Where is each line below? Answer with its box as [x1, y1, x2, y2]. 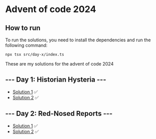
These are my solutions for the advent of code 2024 [5, 61, 114, 66]
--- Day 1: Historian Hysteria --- [5, 76, 107, 84]
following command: [5, 42, 48, 48]
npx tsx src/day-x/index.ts [5, 52, 65, 57]
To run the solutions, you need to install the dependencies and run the [5, 37, 151, 43]
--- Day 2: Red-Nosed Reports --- [5, 109, 113, 118]
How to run [5, 24, 41, 32]
